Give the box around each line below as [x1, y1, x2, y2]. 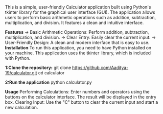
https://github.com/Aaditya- [72, 65, 129, 70]
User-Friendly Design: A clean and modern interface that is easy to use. [5, 40, 150, 46]
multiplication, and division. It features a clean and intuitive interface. [5, 20, 144, 25]
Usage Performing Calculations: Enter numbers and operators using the [5, 89, 150, 94]
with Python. [5, 55, 31, 61]
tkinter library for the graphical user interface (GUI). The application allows [5, 9, 156, 15]
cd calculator [38, 70, 65, 75]
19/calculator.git [5, 70, 38, 75]
